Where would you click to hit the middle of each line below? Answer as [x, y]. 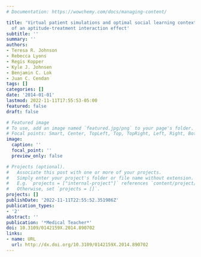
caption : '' [27, 145]
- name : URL [21, 239]
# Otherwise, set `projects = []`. [53, 189]
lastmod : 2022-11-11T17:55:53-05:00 [52, 101]
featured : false [26, 106]
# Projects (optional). [36, 167]
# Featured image [28, 123]
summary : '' [21, 40]
